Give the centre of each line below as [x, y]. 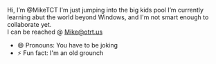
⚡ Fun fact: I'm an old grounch [60, 53]
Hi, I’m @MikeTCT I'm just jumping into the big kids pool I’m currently [106, 10]
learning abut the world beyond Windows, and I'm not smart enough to [108, 17]
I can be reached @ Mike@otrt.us [55, 32]
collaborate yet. [29, 24]
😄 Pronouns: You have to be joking [67, 45]
